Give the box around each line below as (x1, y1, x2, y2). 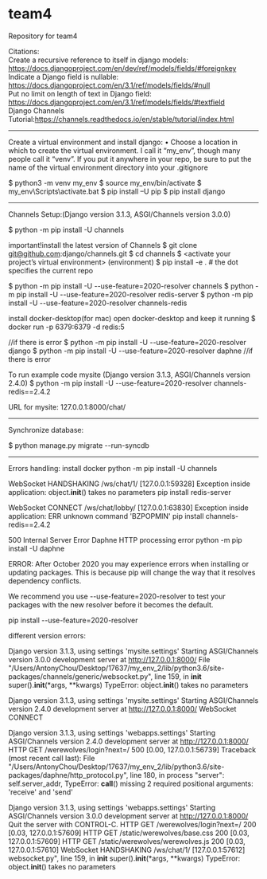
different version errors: (8, 630, 86, 640)
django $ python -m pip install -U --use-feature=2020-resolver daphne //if (8, 346, 253, 355)
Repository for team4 (8, 31, 78, 41)
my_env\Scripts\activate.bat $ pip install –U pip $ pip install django (8, 186, 226, 196)
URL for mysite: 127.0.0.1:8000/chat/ (8, 402, 126, 411)
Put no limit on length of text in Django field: (8, 88, 153, 98)
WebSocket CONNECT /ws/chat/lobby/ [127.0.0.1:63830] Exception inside (8, 503, 249, 512)
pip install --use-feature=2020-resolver (8, 615, 138, 625)
